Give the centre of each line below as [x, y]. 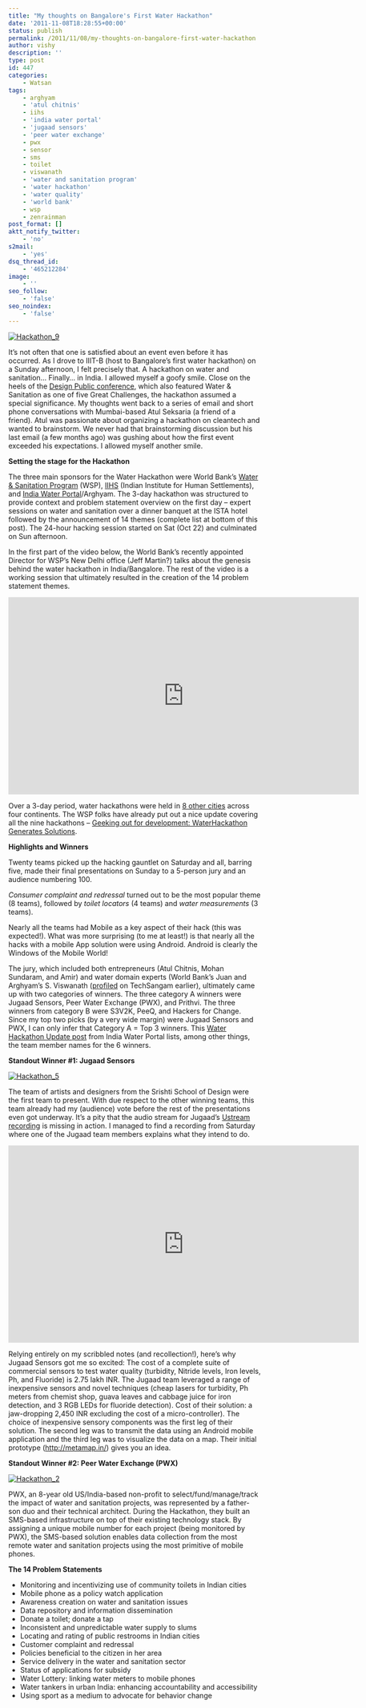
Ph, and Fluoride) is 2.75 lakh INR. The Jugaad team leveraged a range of [129, 1380]
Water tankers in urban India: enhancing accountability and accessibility [139, 1686]
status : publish [35, 30]
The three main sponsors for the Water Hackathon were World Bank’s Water [133, 477]
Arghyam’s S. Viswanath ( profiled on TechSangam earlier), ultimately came [132, 985]
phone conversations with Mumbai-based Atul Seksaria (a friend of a [122, 411]
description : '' [35, 53]
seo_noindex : [30, 306]
